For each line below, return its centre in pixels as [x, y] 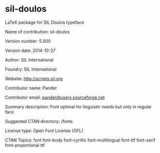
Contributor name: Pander [31, 88]
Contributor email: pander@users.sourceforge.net [55, 97]
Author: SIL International [29, 60]
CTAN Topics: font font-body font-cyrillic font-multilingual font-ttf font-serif [80, 140]
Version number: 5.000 [28, 41]
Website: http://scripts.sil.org [34, 78]
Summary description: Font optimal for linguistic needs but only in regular [78, 107]
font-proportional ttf [25, 145]
